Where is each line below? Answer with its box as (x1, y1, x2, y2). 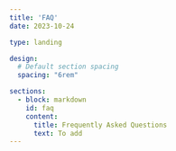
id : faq (25, 103, 54, 112)
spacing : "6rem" (17, 71, 79, 80)
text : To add (32, 129, 83, 138)
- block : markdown (17, 95, 88, 104)
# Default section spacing (17, 62, 119, 72)
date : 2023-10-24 (9, 22, 75, 31)
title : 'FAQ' (9, 13, 59, 22)
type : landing (9, 38, 63, 47)
